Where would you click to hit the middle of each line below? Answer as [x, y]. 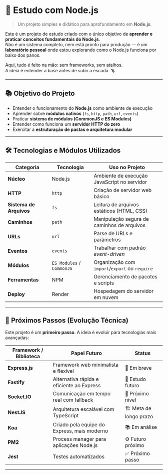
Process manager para [79, 439]
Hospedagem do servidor [124, 291]
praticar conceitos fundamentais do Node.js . [53, 39]
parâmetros [107, 239]
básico [102, 196]
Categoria [27, 167]
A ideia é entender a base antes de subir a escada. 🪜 [60, 70]
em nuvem [106, 297]
